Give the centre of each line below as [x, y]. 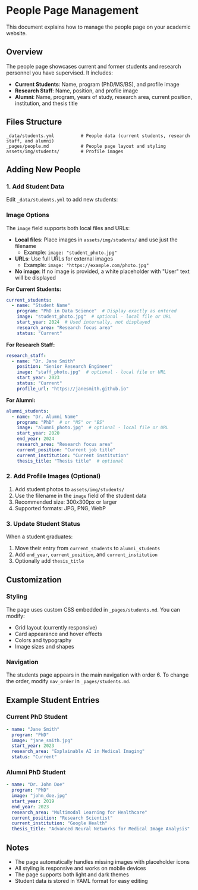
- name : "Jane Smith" [33, 729]
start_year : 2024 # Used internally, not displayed [84, 322]
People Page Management [72, 10]
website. [17, 33]
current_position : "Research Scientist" [62, 818]
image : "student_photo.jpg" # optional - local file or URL [94, 317]
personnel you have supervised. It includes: [59, 73]
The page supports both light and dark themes [72, 875]
